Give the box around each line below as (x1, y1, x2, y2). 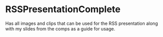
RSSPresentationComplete (5, 4, 121, 15)
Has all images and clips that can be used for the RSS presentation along (5, 20, 158, 26)
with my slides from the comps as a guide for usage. (5, 25, 116, 31)
